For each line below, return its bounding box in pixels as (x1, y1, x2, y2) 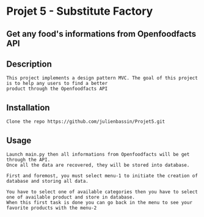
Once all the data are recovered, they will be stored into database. (6, 162, 190, 169)
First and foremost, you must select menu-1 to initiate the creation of (6, 173, 199, 179)
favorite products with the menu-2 (6, 205, 97, 211)
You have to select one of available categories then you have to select (6, 189, 199, 195)
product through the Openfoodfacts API (6, 86, 108, 92)
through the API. (6, 157, 51, 163)
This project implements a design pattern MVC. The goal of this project (6, 75, 199, 81)
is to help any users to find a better (6, 81, 108, 87)
